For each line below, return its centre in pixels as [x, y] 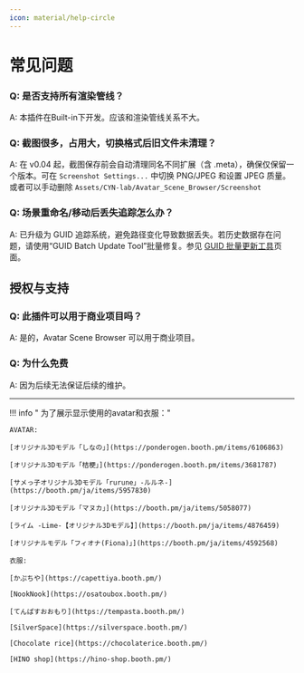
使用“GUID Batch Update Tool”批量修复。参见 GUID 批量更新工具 [153, 245]
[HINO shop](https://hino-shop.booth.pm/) [90, 659]
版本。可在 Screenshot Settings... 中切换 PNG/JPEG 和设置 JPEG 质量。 [154, 176]
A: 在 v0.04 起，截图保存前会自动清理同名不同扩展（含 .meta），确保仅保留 [148, 165]
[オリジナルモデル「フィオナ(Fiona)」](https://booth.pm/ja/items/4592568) [144, 543]
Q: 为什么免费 [39, 363]
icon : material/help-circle [62, 18]
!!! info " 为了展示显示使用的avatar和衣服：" [90, 412]
